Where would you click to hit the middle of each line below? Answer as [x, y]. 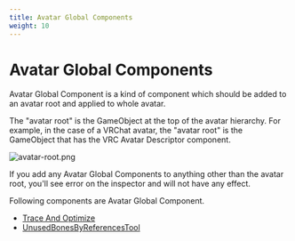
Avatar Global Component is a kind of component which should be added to [148, 94]
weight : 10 [29, 26]
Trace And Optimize [59, 218]
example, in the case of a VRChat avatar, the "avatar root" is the [126, 131]
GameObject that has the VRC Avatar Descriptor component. [120, 140]
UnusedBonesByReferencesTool [81, 228]
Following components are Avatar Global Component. [107, 201]
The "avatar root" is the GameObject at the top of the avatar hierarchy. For [145, 121]
